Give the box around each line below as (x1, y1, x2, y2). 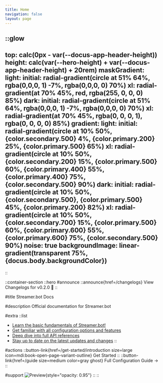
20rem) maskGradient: (74, 66, 145, 75)
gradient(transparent (5, 249, 71, 258)
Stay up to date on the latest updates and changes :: (12, 338, 117, 343)
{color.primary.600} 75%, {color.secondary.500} (5, 234, 158, 242)
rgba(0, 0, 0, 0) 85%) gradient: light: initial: (5, 120, 138, 128)
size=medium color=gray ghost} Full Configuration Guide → (38, 357, 159, 363)
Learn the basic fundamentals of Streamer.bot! (12, 322, 106, 328)
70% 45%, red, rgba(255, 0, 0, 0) (41, 89, 144, 98)
